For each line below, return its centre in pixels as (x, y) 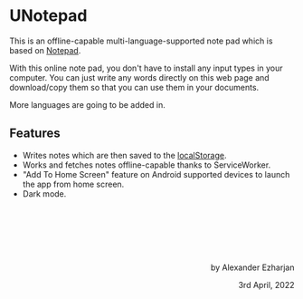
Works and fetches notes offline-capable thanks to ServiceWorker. (147, 165)
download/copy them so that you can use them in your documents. (134, 87)
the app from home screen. (73, 184)
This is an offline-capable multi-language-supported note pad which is (141, 41)
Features (35, 134)
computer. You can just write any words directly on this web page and (139, 77)
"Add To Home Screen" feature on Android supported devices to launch (156, 174)
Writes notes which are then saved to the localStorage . (124, 155)
